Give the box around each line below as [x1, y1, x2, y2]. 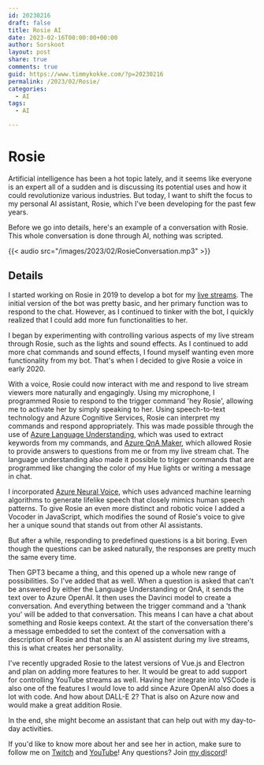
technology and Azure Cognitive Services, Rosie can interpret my [8, 412, 221, 422]
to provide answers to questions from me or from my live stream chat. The [8, 446, 250, 456]
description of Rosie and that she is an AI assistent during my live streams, [8, 634, 250, 644]
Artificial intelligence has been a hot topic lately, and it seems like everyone [8, 174, 252, 183]
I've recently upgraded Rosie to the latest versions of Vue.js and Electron [8, 658, 245, 667]
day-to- [231, 715, 256, 725]
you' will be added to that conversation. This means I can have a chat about [8, 609, 254, 619]
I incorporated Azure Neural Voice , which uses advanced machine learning [8, 487, 251, 496]
